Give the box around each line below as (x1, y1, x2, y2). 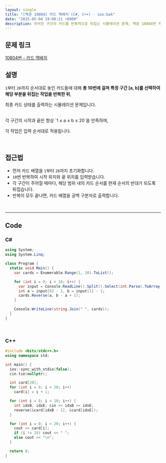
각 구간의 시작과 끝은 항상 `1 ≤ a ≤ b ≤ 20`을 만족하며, (5, 117, 109, 123)
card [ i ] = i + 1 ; (14, 390, 50, 395)
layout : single (5, 7, 37, 12)
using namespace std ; (5, 353, 50, 358)
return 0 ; (9, 449, 30, 454)
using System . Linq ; (5, 252, 45, 257)
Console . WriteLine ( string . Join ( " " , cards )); (14, 307, 110, 312)
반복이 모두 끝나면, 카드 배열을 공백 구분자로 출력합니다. (12, 192, 120, 198)
